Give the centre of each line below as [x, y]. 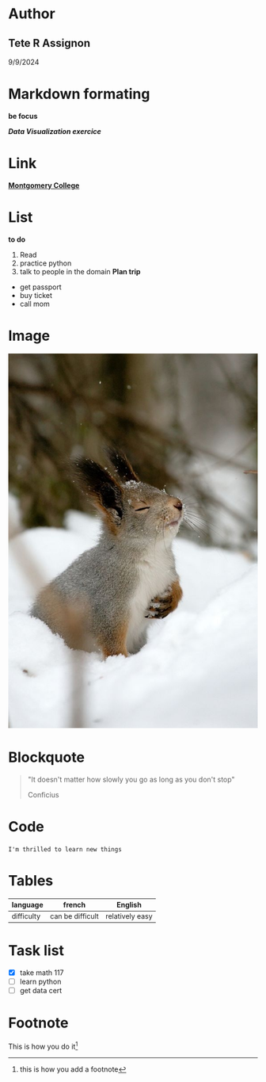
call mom [34, 304]
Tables [31, 880]
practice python [46, 263]
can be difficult [74, 916]
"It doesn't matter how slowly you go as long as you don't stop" [131, 779]
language [27, 905]
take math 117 [42, 973]
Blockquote [47, 757]
